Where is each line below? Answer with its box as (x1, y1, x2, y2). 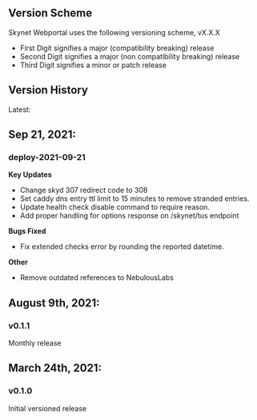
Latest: (8, 104, 31, 114)
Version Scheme (8, 6, 93, 20)
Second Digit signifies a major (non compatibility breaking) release (19, 51, 240, 61)
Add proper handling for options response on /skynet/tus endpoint (19, 211, 239, 221)
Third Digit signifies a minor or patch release (19, 60, 167, 70)
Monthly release (8, 338, 62, 347)
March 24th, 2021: (8, 362, 102, 375)
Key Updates (8, 170, 52, 179)
